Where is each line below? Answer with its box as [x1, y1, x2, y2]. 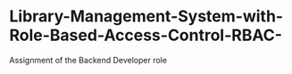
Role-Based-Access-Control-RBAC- [9, 25, 283, 45]
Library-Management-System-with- [9, 6, 284, 27]
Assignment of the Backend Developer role [9, 54, 168, 65]
